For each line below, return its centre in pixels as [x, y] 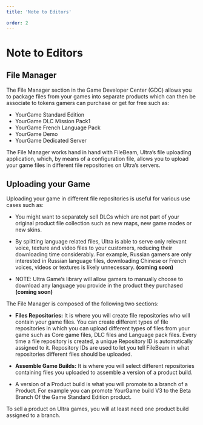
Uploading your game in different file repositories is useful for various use [98, 199]
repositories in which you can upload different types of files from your [102, 328]
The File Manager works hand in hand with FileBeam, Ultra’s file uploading [99, 152]
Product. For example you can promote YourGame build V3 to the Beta [103, 391]
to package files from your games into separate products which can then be [101, 96]
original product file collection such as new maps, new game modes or [103, 223]
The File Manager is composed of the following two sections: [82, 304]
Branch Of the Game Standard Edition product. [73, 397]
